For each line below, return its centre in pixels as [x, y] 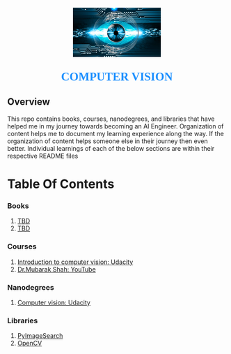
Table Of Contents [61, 184]
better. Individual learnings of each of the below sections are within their [111, 148]
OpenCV [30, 344]
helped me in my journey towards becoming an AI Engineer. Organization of [115, 126]
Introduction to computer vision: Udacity [75, 262]
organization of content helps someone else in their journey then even [107, 141]
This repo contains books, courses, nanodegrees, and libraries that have [111, 119]
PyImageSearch [40, 336]
